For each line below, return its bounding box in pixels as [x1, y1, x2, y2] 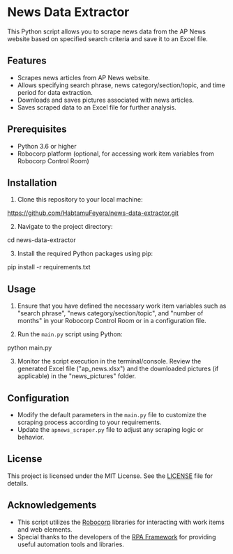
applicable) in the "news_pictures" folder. [17, 372, 137, 380]
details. [7, 479, 29, 487]
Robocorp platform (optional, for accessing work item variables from [17, 149, 214, 158]
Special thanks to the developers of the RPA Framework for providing [17, 532, 216, 541]
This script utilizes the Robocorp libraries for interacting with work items [17, 518, 225, 526]
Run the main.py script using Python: [17, 330, 123, 338]
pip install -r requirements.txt [7, 263, 91, 271]
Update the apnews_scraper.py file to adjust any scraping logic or [17, 426, 204, 433]
